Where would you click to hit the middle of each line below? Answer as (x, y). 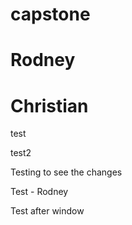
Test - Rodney (39, 192)
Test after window (47, 211)
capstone (50, 14)
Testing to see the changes (66, 172)
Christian (49, 105)
